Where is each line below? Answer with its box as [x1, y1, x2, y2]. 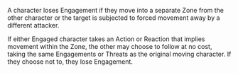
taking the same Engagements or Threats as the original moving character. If [7, 50, 232, 58]
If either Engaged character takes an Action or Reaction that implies [7, 35, 205, 43]
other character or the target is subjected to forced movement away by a [7, 13, 220, 22]
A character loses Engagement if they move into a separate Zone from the [7, 6, 225, 14]
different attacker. [7, 21, 60, 29]
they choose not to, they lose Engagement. [7, 57, 134, 66]
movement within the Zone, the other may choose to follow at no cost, [7, 43, 212, 50]
